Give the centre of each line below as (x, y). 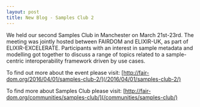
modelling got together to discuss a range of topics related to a (85, 54)
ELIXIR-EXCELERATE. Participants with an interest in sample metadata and (100, 48)
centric (15, 61)
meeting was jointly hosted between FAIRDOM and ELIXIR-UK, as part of (98, 41)
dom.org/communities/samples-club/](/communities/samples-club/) (92, 97)
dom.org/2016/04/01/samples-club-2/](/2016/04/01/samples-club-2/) (94, 79)
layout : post (23, 12)
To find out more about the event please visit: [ (65, 72)
